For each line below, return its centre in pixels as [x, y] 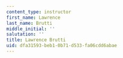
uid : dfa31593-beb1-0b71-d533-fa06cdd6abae [62, 46]
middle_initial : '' [31, 29]
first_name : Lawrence [33, 18]
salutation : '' [25, 34]
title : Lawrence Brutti [36, 40]
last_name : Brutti [29, 23]
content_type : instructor [39, 12]
